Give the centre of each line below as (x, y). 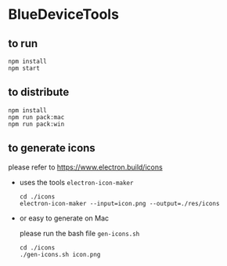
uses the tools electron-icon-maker (76, 182)
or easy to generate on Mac (64, 218)
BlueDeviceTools (64, 15)
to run (23, 44)
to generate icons (52, 148)
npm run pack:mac (36, 117)
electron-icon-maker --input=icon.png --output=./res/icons (119, 203)
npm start (24, 68)
